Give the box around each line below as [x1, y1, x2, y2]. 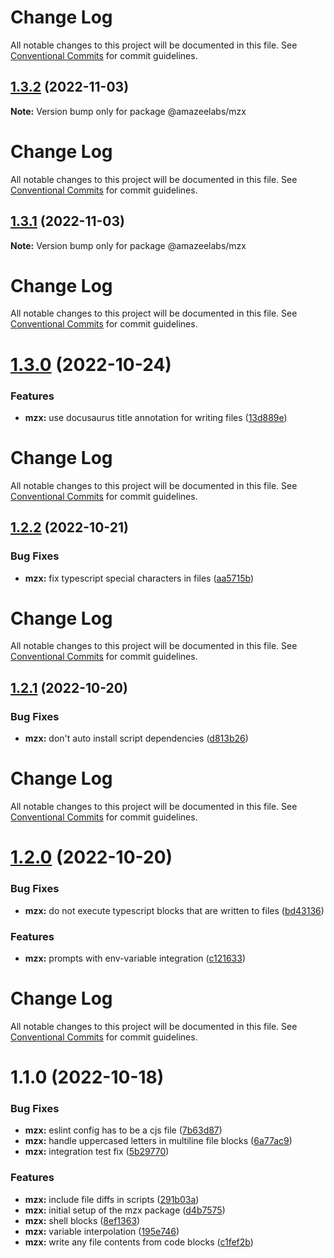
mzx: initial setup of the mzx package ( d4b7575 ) [24, 1204, 226, 1216]
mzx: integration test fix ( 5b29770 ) [24, 1146, 170, 1158]
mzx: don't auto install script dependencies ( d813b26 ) [24, 732, 249, 745]
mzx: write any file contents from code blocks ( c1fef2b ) [24, 1236, 254, 1248]
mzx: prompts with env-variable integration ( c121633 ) [24, 952, 247, 964]
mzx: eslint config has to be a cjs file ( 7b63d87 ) [24, 1124, 223, 1136]
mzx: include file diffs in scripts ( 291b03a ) [24, 1193, 200, 1205]
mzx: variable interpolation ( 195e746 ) [24, 1225, 180, 1237]
